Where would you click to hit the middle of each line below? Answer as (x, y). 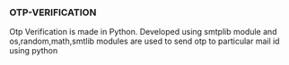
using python (34, 51)
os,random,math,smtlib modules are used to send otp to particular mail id (144, 41)
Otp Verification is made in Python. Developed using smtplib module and (143, 32)
